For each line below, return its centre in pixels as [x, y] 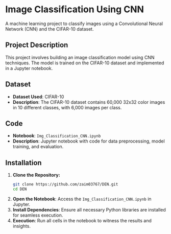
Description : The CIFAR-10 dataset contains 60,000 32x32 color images [89, 102]
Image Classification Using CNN [75, 9]
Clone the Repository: [36, 175]
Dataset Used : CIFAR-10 [38, 97]
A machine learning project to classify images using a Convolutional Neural [84, 24]
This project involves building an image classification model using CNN [80, 57]
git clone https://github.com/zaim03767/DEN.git [65, 184]
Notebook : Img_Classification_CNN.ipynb [57, 136]
